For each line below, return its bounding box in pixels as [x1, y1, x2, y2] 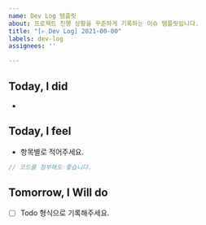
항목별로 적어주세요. [20, 147, 84, 157]
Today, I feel [8, 124, 72, 138]
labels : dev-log [8, 34, 64, 43]
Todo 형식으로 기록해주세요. [20, 208, 110, 218]
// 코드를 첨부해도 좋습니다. [8, 163, 92, 171]
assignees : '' [8, 42, 57, 50]
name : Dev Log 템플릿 [8, 11, 77, 20]
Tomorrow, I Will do [8, 186, 108, 200]
